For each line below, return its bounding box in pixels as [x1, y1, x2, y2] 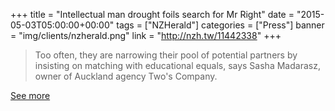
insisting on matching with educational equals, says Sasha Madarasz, [34, 60, 321, 71]
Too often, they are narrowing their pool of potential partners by [34, 49, 298, 61]
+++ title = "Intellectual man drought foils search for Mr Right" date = [10, 9, 295, 20]
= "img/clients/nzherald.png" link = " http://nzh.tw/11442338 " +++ [10, 30, 282, 41]
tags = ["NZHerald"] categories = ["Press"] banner [116, 19, 325, 31]
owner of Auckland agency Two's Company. [34, 70, 218, 82]
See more [10, 90, 51, 101]
